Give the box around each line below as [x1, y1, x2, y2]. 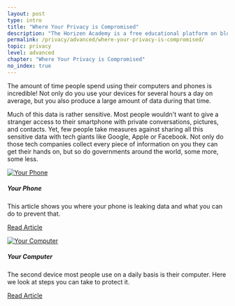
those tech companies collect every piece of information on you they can [7, 139, 218, 148]
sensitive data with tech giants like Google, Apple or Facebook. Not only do [7, 132, 224, 141]
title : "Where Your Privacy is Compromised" [7, 23, 139, 30]
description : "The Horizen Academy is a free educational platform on [7, 29, 218, 37]
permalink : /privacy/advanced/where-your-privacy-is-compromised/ [7, 36, 205, 43]
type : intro [7, 17, 42, 24]
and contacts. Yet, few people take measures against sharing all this [7, 125, 204, 133]
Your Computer [7, 253, 53, 261]
